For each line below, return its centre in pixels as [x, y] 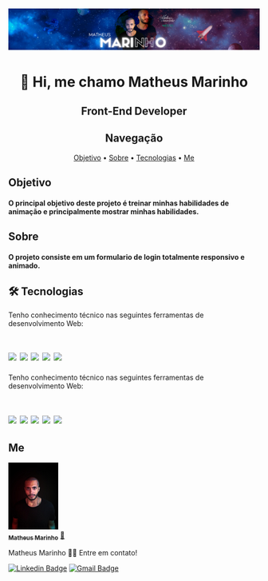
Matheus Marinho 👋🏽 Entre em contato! [73, 552]
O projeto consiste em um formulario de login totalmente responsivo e [126, 257]
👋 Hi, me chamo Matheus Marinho [134, 82]
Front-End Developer [134, 111]
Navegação [134, 139]
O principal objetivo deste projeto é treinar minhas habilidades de [119, 203]
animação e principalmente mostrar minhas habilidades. [104, 211]
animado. [24, 265]
